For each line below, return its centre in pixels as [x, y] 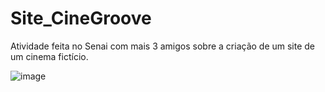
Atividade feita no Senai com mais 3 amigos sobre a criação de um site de [163, 46]
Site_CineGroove [81, 18]
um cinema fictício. [49, 56]
